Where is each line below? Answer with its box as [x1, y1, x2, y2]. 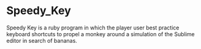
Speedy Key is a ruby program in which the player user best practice [6, 24, 180, 31]
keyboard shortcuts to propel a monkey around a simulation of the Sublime [6, 30, 195, 37]
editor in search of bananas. [6, 37, 78, 44]
